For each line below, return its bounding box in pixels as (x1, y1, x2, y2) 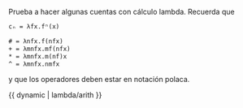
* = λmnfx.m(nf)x (8, 52, 67, 60)
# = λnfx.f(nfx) (8, 37, 63, 45)
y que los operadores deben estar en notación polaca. (8, 75, 190, 84)
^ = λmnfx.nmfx (8, 60, 60, 68)
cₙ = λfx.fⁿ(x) (8, 23, 60, 31)
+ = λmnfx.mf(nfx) (8, 45, 71, 53)
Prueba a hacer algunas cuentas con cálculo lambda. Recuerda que (8, 7, 235, 16)
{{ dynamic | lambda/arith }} (8, 90, 102, 100)
